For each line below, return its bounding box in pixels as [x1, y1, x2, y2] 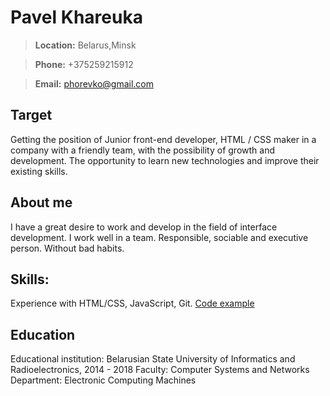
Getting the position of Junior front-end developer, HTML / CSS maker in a [10, 133, 317, 145]
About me [10, 194, 73, 211]
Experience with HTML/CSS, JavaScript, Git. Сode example [10, 297, 255, 310]
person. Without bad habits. [10, 242, 125, 254]
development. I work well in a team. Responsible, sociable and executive [10, 231, 309, 243]
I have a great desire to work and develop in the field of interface [10, 221, 278, 233]
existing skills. [10, 165, 68, 177]
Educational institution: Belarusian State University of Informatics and [10, 353, 296, 365]
